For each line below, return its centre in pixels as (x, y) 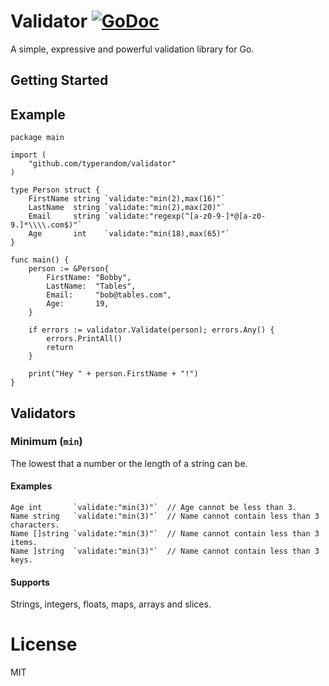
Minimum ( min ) (46, 442)
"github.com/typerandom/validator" (102, 164)
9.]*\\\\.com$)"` (46, 225)
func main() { (40, 260)
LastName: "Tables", (91, 286)
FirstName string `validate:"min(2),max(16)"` (127, 199)
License (44, 644)
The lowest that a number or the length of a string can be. (129, 463)
